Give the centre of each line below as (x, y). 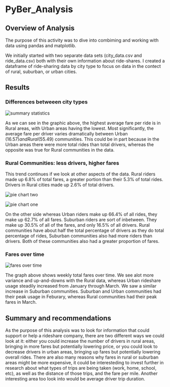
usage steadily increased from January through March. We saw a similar (81, 286)
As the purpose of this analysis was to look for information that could (77, 330)
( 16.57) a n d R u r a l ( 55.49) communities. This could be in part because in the (82, 139)
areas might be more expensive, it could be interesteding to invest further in (84, 363)
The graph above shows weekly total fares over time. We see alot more (79, 275)
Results (18, 87)
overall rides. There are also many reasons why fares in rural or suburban (82, 357)
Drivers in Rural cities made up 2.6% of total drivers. (60, 185)
